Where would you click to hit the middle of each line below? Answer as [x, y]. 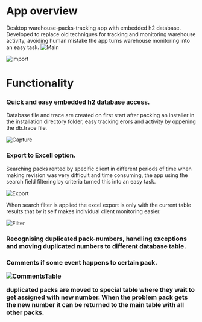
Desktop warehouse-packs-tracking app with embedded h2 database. [94, 28]
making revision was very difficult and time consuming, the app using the [97, 175]
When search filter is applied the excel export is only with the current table [99, 205]
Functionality [40, 83]
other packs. [25, 312]
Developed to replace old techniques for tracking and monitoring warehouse [101, 34]
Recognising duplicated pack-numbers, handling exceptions [96, 239]
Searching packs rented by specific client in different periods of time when [99, 169]
